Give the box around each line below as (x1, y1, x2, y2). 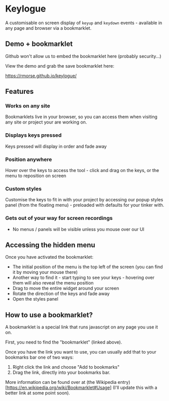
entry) (118, 379, 131, 385)
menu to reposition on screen (5, 173, 67, 179)
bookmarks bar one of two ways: (5, 354, 74, 361)
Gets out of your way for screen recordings (5, 215, 113, 222)
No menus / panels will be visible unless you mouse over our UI (12, 226, 145, 232)
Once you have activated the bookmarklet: (5, 254, 93, 260)
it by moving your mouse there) (12, 269, 78, 275)
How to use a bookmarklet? (5, 311, 93, 319)
